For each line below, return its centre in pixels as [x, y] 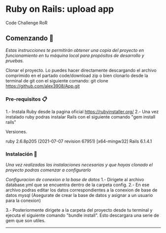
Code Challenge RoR [27, 23]
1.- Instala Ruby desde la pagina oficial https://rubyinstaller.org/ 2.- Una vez [82, 112]
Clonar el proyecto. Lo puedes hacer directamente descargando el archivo [81, 70]
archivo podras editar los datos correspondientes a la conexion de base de [82, 190]
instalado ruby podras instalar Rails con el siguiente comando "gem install [81, 117]
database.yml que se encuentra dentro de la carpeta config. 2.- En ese [78, 185]
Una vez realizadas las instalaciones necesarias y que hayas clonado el [79, 165]
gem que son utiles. [26, 221]
